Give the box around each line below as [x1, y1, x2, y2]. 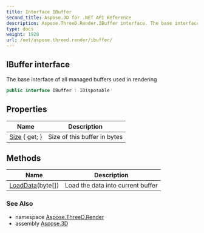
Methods [6, 153, 41, 163]
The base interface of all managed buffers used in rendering [6, 75, 157, 83]
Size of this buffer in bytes [48, 132, 123, 141]
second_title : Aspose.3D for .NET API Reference [6, 15, 132, 21]
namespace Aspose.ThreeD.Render [15, 213, 104, 220]
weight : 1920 [6, 32, 39, 38]
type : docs [6, 25, 34, 32]
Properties [6, 104, 47, 115]
